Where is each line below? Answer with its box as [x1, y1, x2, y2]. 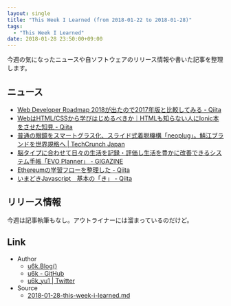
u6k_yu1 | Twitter [27, 276, 76, 285]
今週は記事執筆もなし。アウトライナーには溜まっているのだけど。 [7, 216, 193, 224]
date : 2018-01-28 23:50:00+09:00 [7, 36, 103, 43]
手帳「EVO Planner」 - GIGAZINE [29, 157, 124, 165]
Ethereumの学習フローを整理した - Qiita [16, 166, 131, 174]
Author [16, 254, 37, 263]
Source [16, 283, 38, 292]
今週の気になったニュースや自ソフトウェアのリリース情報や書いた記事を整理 [7, 56, 223, 64]
